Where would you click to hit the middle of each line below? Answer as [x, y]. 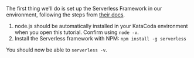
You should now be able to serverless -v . [57, 50]
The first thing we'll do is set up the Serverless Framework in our [84, 8]
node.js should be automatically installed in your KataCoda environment [101, 26]
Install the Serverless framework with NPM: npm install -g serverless [100, 38]
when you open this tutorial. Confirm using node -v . [76, 32]
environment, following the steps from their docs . [65, 15]
